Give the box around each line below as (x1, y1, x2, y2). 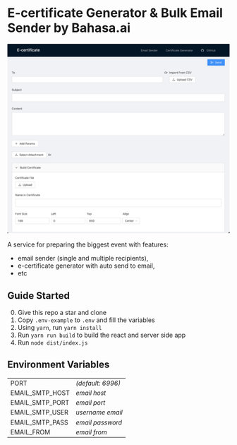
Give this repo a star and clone (17, 308, 107, 316)
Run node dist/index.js (17, 338, 88, 347)
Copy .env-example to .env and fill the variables (17, 316, 155, 324)
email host (75, 388, 107, 397)
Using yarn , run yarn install (17, 323, 102, 331)
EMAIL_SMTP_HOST (10, 388, 71, 397)
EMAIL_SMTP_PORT (10, 398, 69, 407)
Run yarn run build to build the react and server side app (17, 331, 186, 339)
